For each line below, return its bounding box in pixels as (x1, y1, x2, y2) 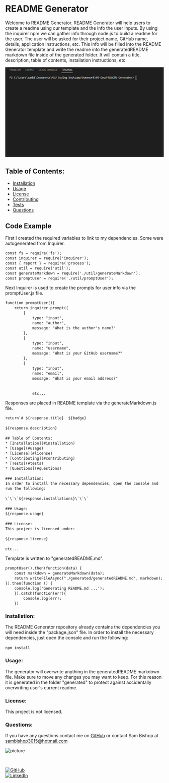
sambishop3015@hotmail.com (5, 738, 68, 744)
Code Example (5, 222, 52, 230)
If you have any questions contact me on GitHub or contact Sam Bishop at (5, 733, 158, 739)
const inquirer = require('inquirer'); (5, 256, 89, 261)
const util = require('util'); (5, 266, 71, 271)
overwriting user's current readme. (5, 684, 77, 690)
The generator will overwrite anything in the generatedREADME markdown (5, 668, 160, 675)
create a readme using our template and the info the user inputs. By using (5, 25, 158, 31)
